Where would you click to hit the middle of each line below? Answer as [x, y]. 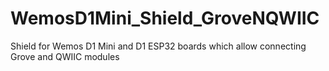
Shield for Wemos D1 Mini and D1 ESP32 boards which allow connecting [158, 46]
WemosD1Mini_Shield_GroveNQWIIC [165, 18]
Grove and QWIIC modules [65, 56]
